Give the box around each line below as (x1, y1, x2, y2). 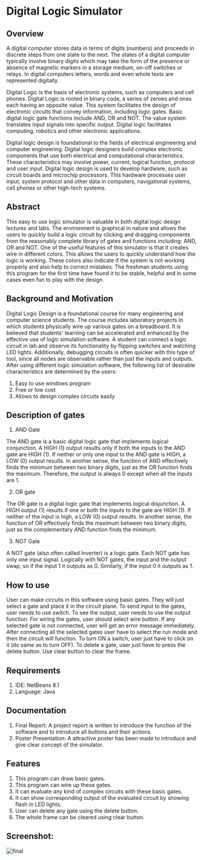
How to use (6, 580, 50, 590)
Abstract (6, 202, 41, 212)
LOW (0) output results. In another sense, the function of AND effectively (6, 457, 188, 465)
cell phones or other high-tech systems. (6, 184, 106, 191)
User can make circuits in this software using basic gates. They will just (6, 596, 185, 604)
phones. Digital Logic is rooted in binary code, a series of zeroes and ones (6, 95, 192, 102)
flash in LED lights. (15, 800, 62, 808)
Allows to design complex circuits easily (15, 392, 115, 400)
